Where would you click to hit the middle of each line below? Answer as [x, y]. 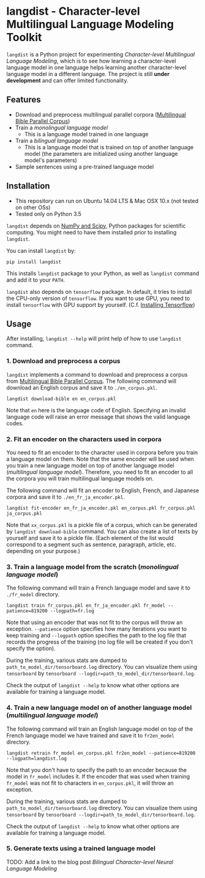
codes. [15, 423]
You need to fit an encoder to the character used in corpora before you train [102, 452]
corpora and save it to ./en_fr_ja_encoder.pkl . [66, 497]
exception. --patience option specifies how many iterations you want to [97, 629]
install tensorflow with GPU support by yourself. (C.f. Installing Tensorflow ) [101, 304]
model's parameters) [51, 160]
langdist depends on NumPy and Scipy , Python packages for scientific [96, 226]
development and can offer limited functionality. [67, 80]
